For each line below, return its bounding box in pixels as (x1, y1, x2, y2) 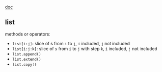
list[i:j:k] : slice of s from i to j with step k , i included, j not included (12, 46, 158, 52)
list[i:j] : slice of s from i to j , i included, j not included (12, 40, 130, 46)
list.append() (12, 52, 41, 56)
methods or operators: (5, 31, 51, 37)
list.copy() (12, 62, 37, 67)
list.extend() (12, 57, 41, 62)
